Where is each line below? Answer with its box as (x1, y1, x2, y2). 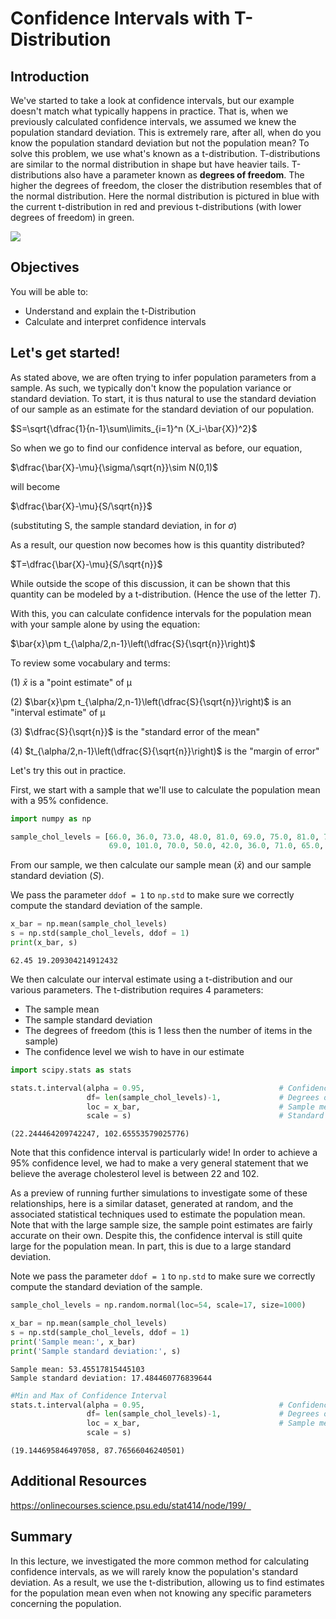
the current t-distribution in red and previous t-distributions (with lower (10, 201, 302, 212)
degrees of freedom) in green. (10, 212, 135, 223)
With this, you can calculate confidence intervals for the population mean (10, 607, 312, 619)
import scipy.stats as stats (10, 1065, 132, 1075)
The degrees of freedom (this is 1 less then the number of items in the (24, 1024, 313, 1036)
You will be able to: (10, 285, 89, 297)
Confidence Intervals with (10, 7, 231, 30)
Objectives (10, 259, 80, 276)
